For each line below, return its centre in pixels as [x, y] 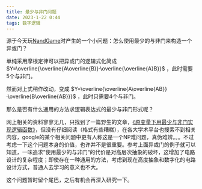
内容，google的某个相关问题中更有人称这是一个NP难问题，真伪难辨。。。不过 [100, 137]
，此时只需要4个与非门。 [108, 96]
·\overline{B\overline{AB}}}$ [41, 96]
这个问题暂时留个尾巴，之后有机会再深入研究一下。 [69, 180]
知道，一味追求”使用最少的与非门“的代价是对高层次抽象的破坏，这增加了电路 [101, 152]
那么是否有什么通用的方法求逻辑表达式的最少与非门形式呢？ [80, 110]
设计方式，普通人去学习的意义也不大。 [54, 167]
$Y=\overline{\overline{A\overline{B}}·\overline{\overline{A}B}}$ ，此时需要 [100, 69]
